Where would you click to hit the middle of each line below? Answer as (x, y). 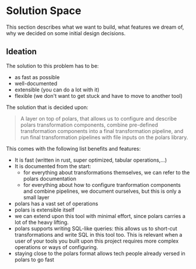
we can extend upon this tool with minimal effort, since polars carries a (100, 216)
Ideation (21, 52)
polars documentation (50, 178)
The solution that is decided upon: (47, 107)
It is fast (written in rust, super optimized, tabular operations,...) (91, 160)
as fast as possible (37, 77)
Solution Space (44, 11)
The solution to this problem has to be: (53, 66)
